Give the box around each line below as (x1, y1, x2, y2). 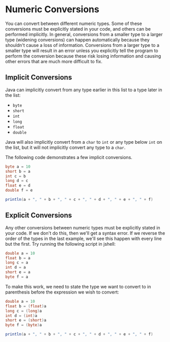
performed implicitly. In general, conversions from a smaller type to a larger (5, 31, 163, 37)
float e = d (5, 183, 30, 188)
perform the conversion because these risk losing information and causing (5, 52, 161, 59)
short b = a (5, 169, 30, 174)
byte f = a (5, 274, 28, 280)
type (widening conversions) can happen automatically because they (5, 37, 150, 43)
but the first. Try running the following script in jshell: (5, 241, 116, 247)
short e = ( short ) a (5, 318, 47, 323)
